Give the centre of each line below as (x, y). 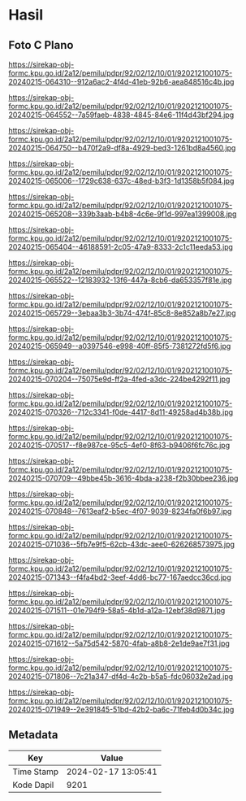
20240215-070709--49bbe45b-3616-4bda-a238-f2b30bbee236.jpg (123, 478)
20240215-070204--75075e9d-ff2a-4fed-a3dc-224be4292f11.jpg (119, 379)
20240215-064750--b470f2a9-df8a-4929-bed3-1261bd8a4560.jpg (122, 148)
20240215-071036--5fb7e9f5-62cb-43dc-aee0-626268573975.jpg (122, 544)
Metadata (33, 735)
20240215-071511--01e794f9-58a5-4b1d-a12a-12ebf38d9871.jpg (117, 610)
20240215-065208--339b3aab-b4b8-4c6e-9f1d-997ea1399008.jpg (123, 214)
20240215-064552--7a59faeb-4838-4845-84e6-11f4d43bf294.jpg (121, 115)
